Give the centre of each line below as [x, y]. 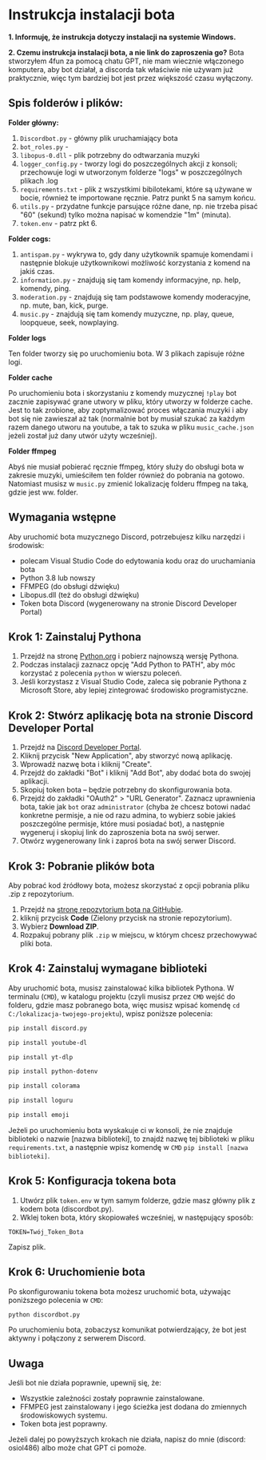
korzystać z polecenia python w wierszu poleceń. [101, 673]
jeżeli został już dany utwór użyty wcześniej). [83, 435]
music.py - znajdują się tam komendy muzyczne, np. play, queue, [127, 313]
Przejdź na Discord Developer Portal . [81, 748]
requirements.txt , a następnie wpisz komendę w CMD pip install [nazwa [129, 1147]
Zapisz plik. [27, 1247]
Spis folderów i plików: [66, 103]
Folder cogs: [30, 239]
